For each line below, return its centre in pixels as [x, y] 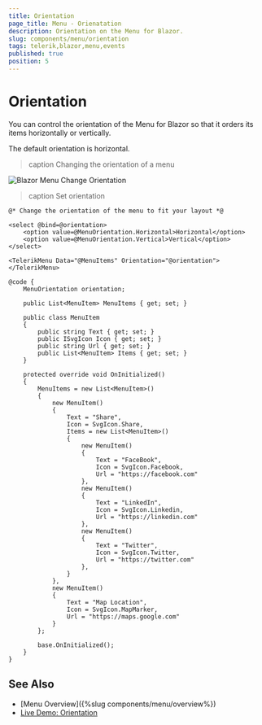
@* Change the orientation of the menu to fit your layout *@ [116, 211]
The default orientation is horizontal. [69, 148]
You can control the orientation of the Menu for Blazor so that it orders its [131, 124]
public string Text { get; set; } [96, 332]
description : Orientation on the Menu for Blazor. [96, 31]
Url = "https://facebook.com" [147, 474]
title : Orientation [41, 16]
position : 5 [28, 62]
